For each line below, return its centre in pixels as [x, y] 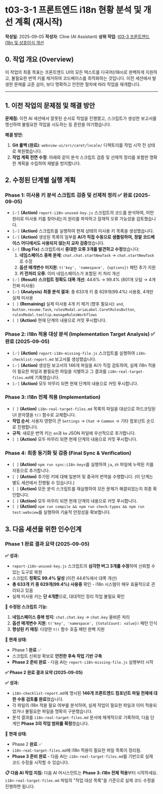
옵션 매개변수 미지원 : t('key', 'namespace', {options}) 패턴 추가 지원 [88, 268]
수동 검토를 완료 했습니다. [40, 699]
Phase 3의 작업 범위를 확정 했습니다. [55, 723]
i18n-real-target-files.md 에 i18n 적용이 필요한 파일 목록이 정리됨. [77, 750]
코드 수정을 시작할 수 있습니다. [41, 762]
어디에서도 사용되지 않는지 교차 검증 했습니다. [63, 243]
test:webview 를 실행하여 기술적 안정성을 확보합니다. [61, 512]
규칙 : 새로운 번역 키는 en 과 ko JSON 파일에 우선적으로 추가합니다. [74, 433]
